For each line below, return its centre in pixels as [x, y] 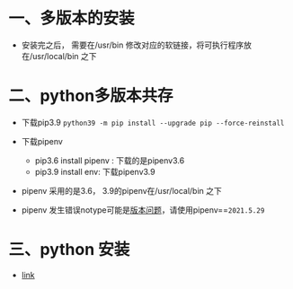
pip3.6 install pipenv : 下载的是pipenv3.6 [110, 160]
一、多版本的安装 [72, 18]
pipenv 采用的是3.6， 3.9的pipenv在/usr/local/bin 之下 [121, 190]
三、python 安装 [69, 250]
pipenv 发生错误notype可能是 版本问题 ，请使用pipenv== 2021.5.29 [143, 210]
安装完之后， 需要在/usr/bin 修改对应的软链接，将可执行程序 [133, 45]
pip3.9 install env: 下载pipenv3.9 [95, 171]
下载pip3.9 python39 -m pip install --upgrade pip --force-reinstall [153, 122]
